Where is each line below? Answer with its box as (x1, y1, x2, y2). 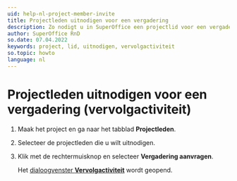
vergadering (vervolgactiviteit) (7, 101, 192, 117)
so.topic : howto (7, 50, 55, 57)
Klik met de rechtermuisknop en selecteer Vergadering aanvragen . (17, 152, 214, 161)
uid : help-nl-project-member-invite (7, 10, 115, 18)
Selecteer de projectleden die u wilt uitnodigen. (17, 138, 155, 146)
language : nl (7, 56, 46, 63)
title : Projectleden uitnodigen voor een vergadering (7, 17, 169, 24)
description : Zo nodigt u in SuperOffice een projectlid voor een (7, 23, 207, 30)
